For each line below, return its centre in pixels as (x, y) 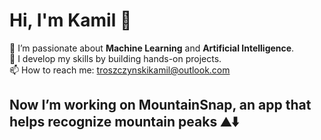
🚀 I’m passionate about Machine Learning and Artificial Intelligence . (152, 48)
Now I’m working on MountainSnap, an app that (160, 105)
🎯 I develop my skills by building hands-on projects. (115, 58)
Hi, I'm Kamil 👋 (70, 20)
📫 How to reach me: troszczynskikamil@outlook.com (120, 70)
